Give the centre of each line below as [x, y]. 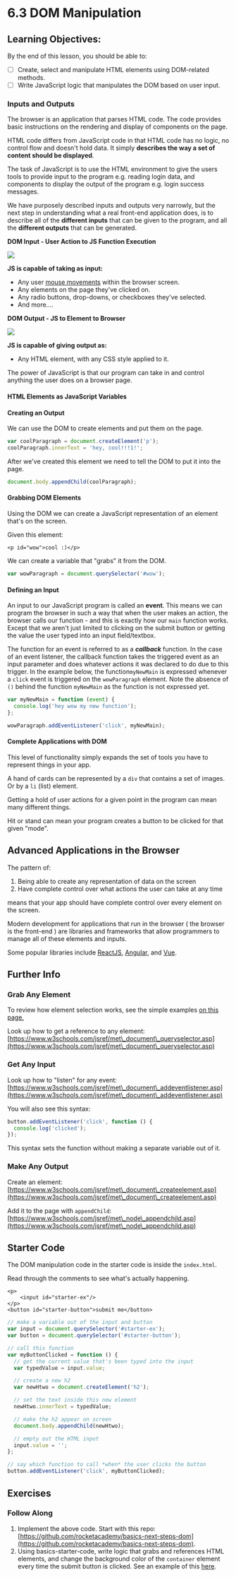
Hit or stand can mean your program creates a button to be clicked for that [116, 820]
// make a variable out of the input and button [80, 1323]
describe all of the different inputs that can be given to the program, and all [117, 220]
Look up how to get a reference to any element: [76, 1031]
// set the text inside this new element [75, 1400]
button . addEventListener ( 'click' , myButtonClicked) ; [86, 1471]
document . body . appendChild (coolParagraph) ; [72, 482]
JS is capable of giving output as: [57, 345]
